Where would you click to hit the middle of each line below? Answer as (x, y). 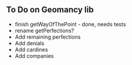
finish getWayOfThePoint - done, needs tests (70, 24)
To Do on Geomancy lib (50, 10)
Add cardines (31, 49)
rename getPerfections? (44, 30)
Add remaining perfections (47, 37)
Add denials (30, 43)
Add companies (34, 55)
